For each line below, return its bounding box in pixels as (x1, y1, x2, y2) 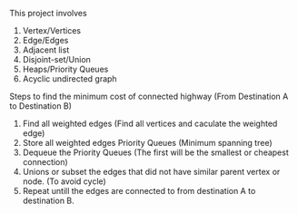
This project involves (9, 8, 88, 18)
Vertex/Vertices (22, 25, 82, 35)
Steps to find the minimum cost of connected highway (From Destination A (9, 91, 289, 102)
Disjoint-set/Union (22, 54, 91, 64)
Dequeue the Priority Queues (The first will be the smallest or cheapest (22, 147, 289, 158)
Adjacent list (22, 44, 70, 55)
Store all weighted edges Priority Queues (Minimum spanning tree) (22, 138, 273, 148)
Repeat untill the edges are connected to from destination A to (22, 186, 256, 196)
